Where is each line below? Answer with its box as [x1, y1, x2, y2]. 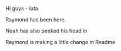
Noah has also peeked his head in [5, 27, 88, 34]
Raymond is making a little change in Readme [5, 39, 116, 45]
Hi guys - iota [5, 5, 39, 12]
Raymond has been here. [5, 16, 66, 23]
